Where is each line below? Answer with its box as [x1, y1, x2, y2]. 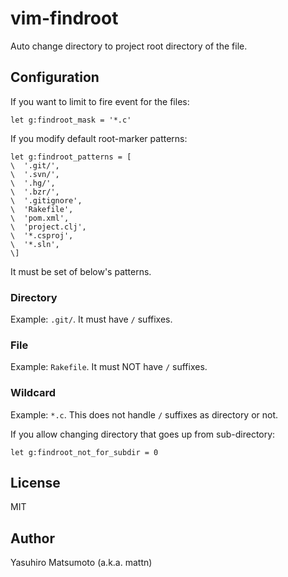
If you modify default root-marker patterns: [10, 132, 188, 144]
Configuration [10, 69, 100, 86]
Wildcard [10, 386, 57, 400]
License [10, 475, 61, 492]
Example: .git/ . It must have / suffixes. [10, 313, 173, 326]
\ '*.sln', [10, 239, 60, 249]
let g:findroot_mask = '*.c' [10, 115, 132, 125]
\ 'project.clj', [10, 222, 87, 232]
